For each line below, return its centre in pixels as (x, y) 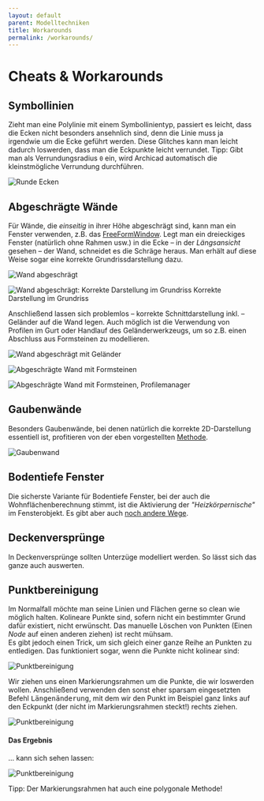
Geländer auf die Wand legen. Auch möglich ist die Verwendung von (119, 322)
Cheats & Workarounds (86, 77)
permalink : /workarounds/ (50, 38)
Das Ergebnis (30, 740)
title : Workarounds (40, 30)
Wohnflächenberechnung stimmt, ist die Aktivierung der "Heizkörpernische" (132, 504)
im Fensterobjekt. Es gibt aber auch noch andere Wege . (99, 513)
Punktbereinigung (54, 590)
